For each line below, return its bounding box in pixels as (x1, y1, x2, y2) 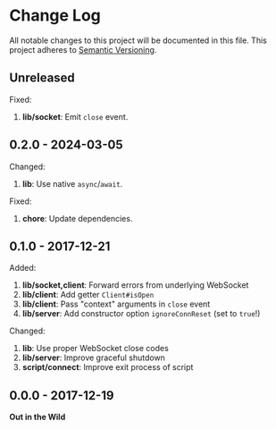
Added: (9, 263, 37, 273)
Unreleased (9, 71, 76, 86)
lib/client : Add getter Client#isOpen (21, 290, 155, 300)
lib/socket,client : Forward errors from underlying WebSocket (21, 280, 249, 290)
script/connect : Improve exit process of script (21, 362, 194, 373)
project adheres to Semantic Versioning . (9, 44, 157, 55)
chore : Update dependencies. (21, 213, 133, 223)
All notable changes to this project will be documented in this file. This (9, 35, 268, 46)
